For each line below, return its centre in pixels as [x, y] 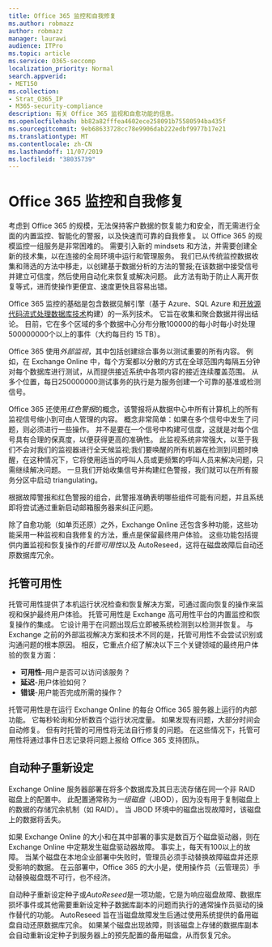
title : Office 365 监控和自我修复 [62, 16]
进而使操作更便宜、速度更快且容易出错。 [104, 287]
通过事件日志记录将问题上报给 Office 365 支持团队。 [117, 740]
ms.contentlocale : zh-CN [50, 144]
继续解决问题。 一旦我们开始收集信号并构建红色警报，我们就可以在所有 [133, 470]
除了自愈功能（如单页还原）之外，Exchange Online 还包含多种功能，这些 [130, 525]
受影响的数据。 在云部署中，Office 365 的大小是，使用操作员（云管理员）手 [134, 867]
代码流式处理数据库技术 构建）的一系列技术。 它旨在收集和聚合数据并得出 [130, 314]
